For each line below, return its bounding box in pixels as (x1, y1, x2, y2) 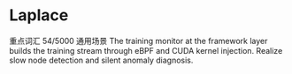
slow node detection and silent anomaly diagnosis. (9, 55, 194, 65)
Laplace (9, 5, 69, 26)
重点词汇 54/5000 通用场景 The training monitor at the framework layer (9, 35, 268, 46)
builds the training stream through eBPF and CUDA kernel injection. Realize (9, 45, 283, 55)
